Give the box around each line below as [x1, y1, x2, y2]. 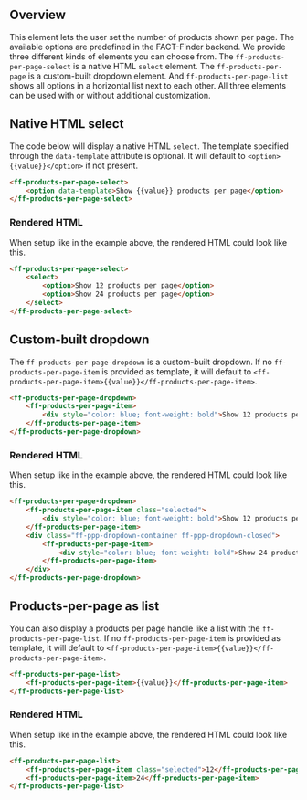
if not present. [85, 160, 139, 171]
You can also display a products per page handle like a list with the [9, 623, 260, 634]
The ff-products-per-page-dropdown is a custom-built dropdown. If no [9, 356, 272, 367]
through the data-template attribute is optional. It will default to [9, 150, 246, 161]
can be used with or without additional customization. [9, 89, 212, 100]
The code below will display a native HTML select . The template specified [9, 141, 290, 152]
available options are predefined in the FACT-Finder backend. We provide [9, 41, 286, 52]
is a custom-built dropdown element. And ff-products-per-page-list [27, 70, 290, 81]
